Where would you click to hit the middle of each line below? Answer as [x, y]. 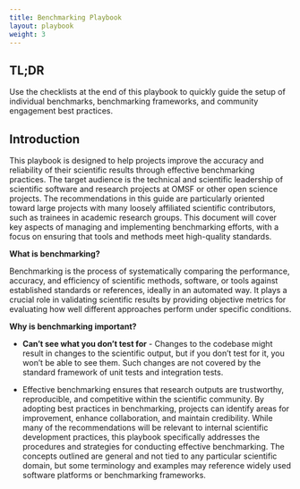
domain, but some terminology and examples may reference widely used [157, 465]
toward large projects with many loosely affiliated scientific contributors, [142, 208]
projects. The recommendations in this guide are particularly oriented [137, 198]
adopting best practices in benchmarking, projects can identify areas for [155, 409]
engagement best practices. [61, 111]
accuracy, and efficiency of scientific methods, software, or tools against [144, 281]
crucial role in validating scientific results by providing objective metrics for [148, 299]
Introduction [45, 139]
